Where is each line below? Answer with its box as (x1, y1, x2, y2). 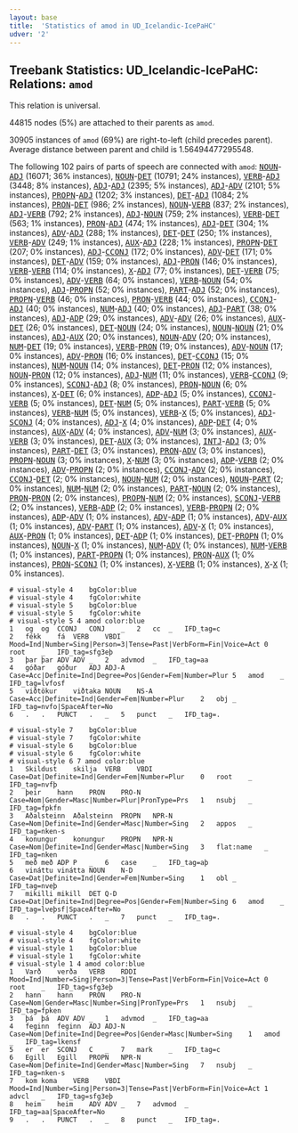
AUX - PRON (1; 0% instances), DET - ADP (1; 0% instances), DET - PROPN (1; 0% (9, 531, 285, 542)
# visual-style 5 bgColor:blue (9, 601, 138, 610)
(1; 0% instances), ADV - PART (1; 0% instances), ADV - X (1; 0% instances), (9, 521, 274, 532)
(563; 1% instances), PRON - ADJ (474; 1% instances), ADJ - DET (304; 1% (9, 218, 270, 229)
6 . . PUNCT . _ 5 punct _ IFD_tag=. (9, 710, 221, 720)
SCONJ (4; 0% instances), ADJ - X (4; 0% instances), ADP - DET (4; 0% (9, 417, 258, 428)
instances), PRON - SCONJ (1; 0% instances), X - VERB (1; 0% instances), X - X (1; (9, 558, 289, 570)
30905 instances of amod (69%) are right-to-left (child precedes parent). (9, 134, 273, 145)
